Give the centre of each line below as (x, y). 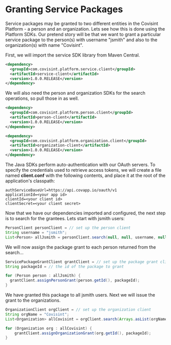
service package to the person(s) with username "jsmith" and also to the (81, 40)
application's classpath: (30, 181)
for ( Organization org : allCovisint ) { (49, 328)
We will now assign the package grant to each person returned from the (81, 247)
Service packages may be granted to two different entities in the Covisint (82, 23)
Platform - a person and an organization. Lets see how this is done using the (85, 29)
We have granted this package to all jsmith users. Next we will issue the (80, 295)
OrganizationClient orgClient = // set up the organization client (78, 310)
